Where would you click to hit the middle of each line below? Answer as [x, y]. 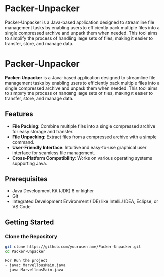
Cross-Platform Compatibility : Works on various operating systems [82, 158]
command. [23, 142]
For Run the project [27, 260]
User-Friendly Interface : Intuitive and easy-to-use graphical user [79, 147]
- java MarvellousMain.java [34, 270]
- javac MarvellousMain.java [35, 265]
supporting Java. [30, 163]
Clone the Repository [31, 236]
